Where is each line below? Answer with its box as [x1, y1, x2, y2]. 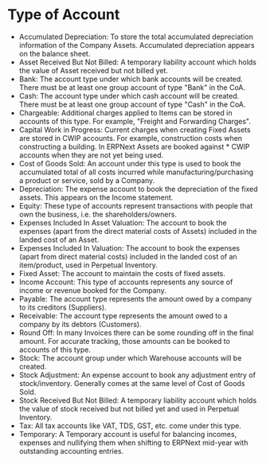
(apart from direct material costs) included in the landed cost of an [18, 251, 238, 261]
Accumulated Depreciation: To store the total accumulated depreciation [18, 32, 254, 41]
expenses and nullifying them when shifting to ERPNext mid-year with [18, 438, 248, 447]
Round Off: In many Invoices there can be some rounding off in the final [18, 328, 254, 337]
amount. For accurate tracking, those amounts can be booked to [18, 336, 230, 345]
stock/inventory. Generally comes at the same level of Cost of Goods [18, 378, 245, 388]
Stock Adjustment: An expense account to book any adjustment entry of [18, 370, 256, 380]
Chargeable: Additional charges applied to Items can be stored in [18, 107, 233, 117]
